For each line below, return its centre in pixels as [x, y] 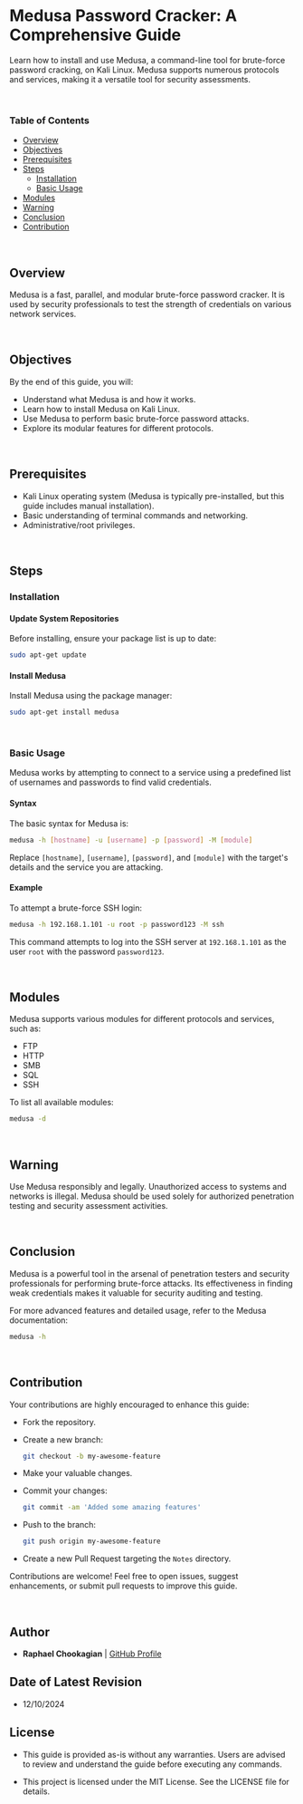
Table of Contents [50, 121]
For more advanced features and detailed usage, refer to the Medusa [138, 1310]
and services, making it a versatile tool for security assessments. [130, 79]
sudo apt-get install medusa [64, 712]
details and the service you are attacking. [86, 867]
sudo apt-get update [48, 655]
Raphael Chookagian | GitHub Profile [92, 1654]
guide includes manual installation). [88, 506]
